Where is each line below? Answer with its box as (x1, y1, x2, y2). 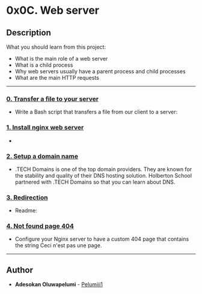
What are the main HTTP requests (14, 74, 99, 81)
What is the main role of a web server (14, 55, 108, 62)
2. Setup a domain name (6, 152, 78, 160)
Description (6, 28, 51, 38)
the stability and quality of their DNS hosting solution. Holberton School (14, 172, 192, 179)
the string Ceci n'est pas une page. (14, 242, 102, 249)
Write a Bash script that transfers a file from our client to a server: (14, 109, 178, 116)
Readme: (14, 207, 37, 214)
